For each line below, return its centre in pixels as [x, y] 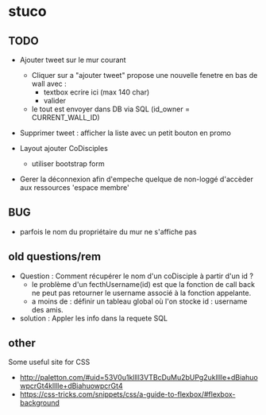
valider [54, 101]
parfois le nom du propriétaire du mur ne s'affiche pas [108, 231]
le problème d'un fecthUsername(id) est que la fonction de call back [143, 284]
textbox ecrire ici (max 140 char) [96, 92]
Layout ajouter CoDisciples [64, 148]
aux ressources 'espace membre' [74, 188]
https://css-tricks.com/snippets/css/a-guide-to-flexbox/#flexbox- [127, 394]
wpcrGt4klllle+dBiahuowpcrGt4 [71, 386]
